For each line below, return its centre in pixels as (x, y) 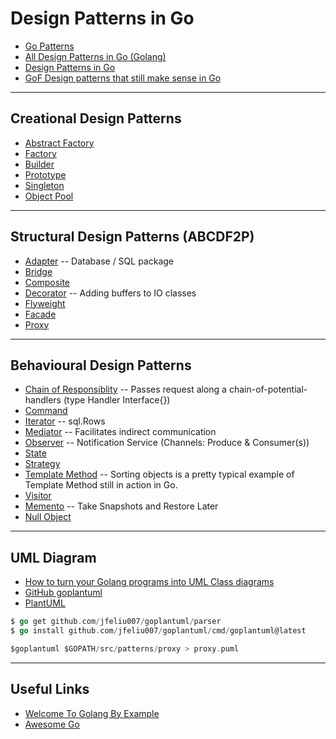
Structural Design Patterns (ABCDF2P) (132, 237)
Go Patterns (49, 46)
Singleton (44, 185)
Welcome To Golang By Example (92, 713)
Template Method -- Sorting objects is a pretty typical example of (159, 474)
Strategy (42, 464)
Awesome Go (52, 724)
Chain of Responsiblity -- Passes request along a (125, 389)
